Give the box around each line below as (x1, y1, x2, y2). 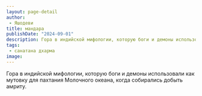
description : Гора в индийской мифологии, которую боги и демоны (6, 37, 173, 43)
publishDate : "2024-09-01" (6, 31, 74, 37)
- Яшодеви (8, 20, 34, 26)
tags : (6, 43, 20, 49)
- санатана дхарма (8, 48, 55, 54)
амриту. (6, 82, 27, 90)
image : (6, 53, 23, 59)
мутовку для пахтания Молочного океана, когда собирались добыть (6, 76, 183, 83)
